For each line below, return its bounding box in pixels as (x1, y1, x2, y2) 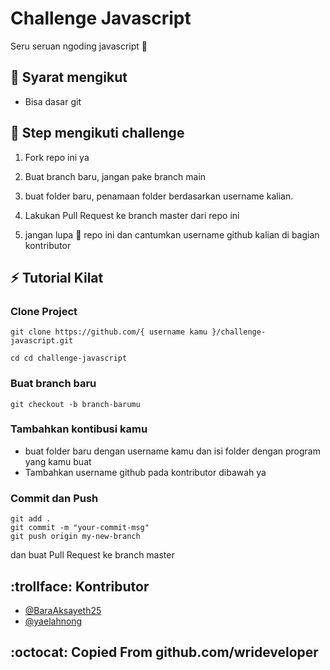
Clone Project (10, 304, 78, 318)
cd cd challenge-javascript (10, 353, 128, 364)
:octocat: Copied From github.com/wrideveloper (10, 644, 319, 661)
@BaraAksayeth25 (24, 604, 102, 616)
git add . (10, 514, 52, 524)
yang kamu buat (24, 455, 92, 467)
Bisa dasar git (24, 95, 82, 107)
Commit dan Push (10, 491, 99, 505)
